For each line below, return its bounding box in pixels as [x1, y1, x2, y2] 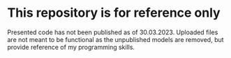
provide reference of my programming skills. [7, 43, 135, 51]
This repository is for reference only [7, 5, 221, 21]
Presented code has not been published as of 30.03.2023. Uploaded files [7, 28, 218, 36]
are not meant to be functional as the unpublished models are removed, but [7, 35, 225, 43]
